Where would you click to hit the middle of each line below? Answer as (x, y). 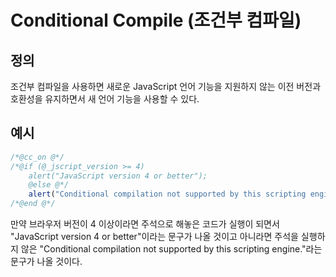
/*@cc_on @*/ (37, 157)
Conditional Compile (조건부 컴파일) (156, 20)
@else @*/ (49, 185)
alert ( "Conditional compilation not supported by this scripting (167, 194)
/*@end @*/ (33, 204)
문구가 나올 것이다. (46, 262)
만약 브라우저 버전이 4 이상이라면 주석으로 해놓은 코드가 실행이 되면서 (145, 224)
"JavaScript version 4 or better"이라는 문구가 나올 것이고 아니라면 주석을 (154, 237)
